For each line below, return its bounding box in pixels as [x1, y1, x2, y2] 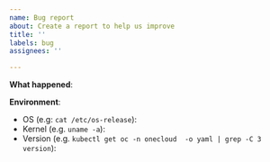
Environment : [9, 96, 61, 108]
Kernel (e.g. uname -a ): [22, 123, 106, 135]
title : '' [9, 30, 47, 39]
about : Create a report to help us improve [9, 22, 175, 31]
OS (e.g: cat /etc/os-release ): [22, 114, 138, 125]
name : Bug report [9, 13, 75, 22]
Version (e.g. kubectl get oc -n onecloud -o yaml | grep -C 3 [22, 133, 262, 144]
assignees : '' [9, 47, 63, 56]
